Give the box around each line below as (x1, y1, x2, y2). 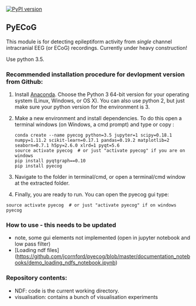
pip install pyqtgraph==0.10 (14, 158, 86, 164)
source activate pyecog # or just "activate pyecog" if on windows (6, 202, 177, 208)
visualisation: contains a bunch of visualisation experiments (14, 293, 158, 300)
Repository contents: (6, 274, 67, 282)
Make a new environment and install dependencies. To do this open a (14, 115, 183, 122)
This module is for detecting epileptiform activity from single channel (6, 38, 173, 45)
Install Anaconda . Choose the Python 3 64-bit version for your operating (14, 91, 190, 98)
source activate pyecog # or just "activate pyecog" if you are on (14, 148, 185, 154)
